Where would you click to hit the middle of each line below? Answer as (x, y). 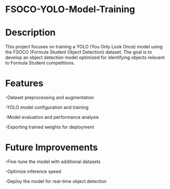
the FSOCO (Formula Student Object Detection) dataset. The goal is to (79, 52)
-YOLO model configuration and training (47, 107)
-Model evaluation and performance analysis (52, 117)
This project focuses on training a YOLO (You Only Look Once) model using (84, 47)
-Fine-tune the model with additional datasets (53, 162)
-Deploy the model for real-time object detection (56, 181)
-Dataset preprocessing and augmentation (50, 98)
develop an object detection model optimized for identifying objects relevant (85, 57)
